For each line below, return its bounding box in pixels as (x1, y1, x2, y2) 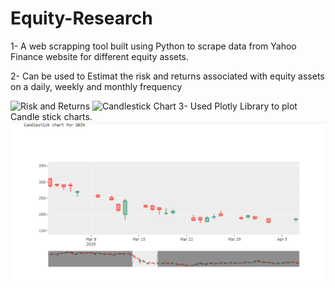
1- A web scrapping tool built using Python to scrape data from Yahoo (10, 40, 297, 52)
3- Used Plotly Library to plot (178, 100, 298, 112)
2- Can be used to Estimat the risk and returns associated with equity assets (10, 70, 325, 82)
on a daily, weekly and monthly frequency (10, 80, 183, 92)
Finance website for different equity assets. (10, 50, 190, 62)
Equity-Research (10, 7, 153, 30)
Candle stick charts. (10, 110, 93, 122)
